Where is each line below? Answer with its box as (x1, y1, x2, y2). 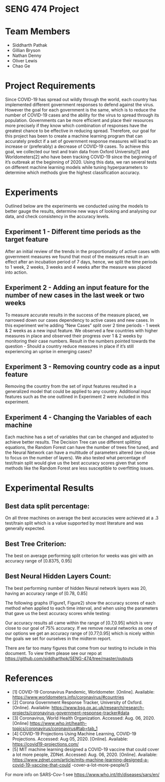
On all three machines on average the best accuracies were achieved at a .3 (5, 515, 159, 521)
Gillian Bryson (12, 48, 41, 54)
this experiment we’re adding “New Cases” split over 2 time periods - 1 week (5, 322, 160, 328)
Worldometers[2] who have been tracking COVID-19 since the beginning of (5, 154, 157, 160)
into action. (5, 269, 28, 275)
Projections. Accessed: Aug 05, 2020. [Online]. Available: (12, 736, 129, 742)
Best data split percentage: (5, 502, 90, 510)
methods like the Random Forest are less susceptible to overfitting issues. (5, 465, 155, 471)
